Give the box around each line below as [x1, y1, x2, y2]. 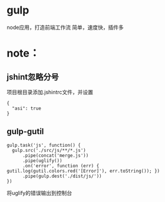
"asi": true [12, 105, 42, 111]
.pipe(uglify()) [22, 157, 62, 164]
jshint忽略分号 [6, 72, 59, 82]
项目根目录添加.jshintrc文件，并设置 [6, 88, 94, 95]
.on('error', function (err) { [22, 163, 100, 168]
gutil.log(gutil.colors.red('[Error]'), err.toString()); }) [6, 168, 160, 174]
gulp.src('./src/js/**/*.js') [12, 147, 86, 153]
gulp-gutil [6, 127, 44, 137]
